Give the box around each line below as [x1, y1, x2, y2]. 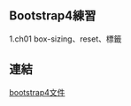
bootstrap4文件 [9, 87, 65, 97]
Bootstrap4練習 [9, 8, 96, 24]
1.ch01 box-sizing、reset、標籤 [9, 34, 122, 44]
